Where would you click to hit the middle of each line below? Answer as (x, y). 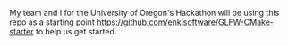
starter (21, 31)
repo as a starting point (52, 22)
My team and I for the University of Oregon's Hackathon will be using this (144, 13)
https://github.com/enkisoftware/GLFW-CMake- (186, 22)
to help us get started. (76, 31)
